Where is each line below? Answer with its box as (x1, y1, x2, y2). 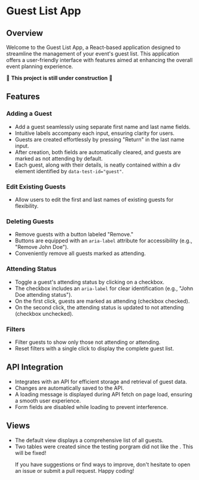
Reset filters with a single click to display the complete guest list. (14, 344, 174, 352)
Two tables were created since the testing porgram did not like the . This (14, 443, 193, 450)
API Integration (6, 362, 64, 373)
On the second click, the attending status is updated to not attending (14, 303, 184, 311)
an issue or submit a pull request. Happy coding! (14, 467, 134, 474)
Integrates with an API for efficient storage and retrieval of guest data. (14, 378, 187, 385)
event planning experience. (6, 63, 74, 70)
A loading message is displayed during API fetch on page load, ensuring (14, 390, 192, 398)
